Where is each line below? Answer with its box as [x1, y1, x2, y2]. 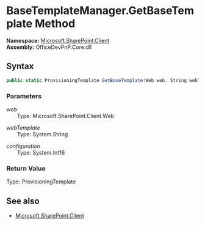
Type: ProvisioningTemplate [6, 178, 76, 185]
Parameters [6, 92, 41, 100]
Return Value [6, 164, 46, 172]
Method [34, 17, 76, 31]
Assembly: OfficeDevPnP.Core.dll [6, 43, 92, 51]
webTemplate [6, 124, 41, 131]
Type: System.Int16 [17, 149, 65, 156]
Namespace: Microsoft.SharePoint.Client [6, 37, 110, 44]
